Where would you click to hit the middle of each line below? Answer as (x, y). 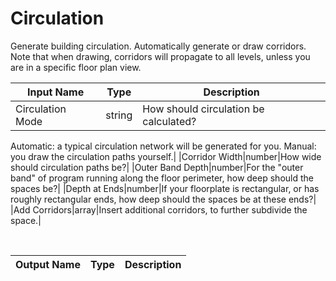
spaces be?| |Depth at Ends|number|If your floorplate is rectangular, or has (165, 188)
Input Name (55, 92)
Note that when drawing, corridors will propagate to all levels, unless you (160, 56)
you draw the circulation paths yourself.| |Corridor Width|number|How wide (166, 156)
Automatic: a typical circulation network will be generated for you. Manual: (163, 146)
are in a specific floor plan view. (76, 67)
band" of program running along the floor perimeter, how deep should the (162, 178)
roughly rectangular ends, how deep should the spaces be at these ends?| (163, 199)
